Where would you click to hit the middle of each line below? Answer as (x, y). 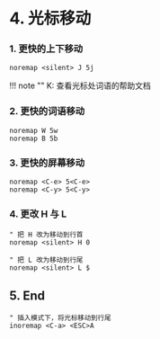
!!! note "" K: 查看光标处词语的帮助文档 (80, 85)
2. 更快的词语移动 (47, 112)
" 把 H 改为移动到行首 (46, 235)
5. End (27, 295)
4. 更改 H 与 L (38, 214)
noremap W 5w (34, 130)
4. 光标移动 (50, 18)
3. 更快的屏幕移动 (47, 163)
